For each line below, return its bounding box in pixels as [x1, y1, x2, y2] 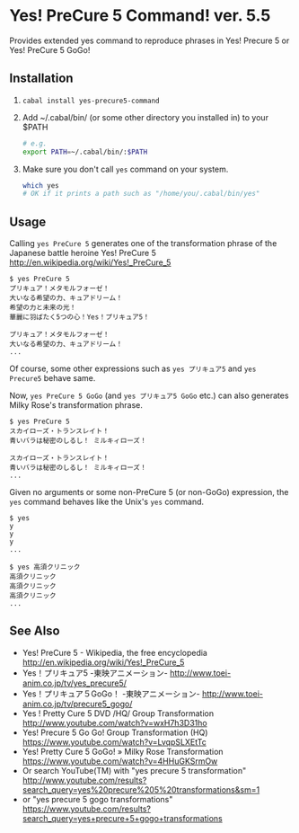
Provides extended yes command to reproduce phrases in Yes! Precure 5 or [9, 35, 290, 46]
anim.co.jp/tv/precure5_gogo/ [22, 698, 133, 709]
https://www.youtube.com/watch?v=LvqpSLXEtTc [22, 736, 207, 747]
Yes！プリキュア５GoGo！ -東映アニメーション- [22, 688, 200, 699]
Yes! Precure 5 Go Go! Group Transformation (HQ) [22, 727, 208, 738]
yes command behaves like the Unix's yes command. [9, 496, 205, 508]
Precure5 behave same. [9, 373, 96, 384]
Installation [9, 71, 74, 86]
